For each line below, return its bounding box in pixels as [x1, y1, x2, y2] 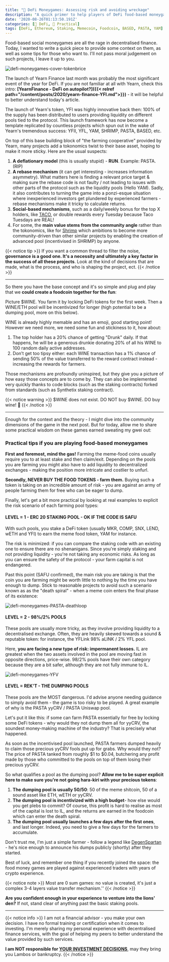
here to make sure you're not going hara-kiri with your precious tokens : [5, 777, 157, 783]
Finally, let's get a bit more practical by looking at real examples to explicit [5, 497, 158, 503]
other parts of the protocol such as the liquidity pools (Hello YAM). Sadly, [12, 185, 164, 191]
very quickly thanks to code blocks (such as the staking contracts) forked [5, 382, 158, 388]
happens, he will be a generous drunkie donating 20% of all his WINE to [12, 340, 162, 346]
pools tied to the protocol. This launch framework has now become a [5, 117, 148, 123]
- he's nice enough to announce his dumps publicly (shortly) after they [5, 844, 152, 850]
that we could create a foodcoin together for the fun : [5, 289, 117, 295]
